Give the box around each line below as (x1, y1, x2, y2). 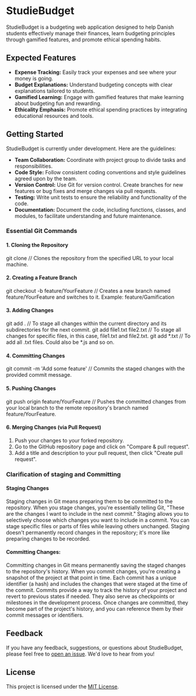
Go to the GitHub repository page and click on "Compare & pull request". (14, 443, 190, 450)
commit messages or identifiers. (6, 611, 84, 619)
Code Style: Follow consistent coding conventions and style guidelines (14, 168, 186, 175)
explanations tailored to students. (14, 87, 95, 94)
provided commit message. (6, 371, 72, 379)
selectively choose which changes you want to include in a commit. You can (6, 516, 190, 523)
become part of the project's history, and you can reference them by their (6, 606, 184, 613)
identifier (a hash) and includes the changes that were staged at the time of (6, 580, 188, 587)
